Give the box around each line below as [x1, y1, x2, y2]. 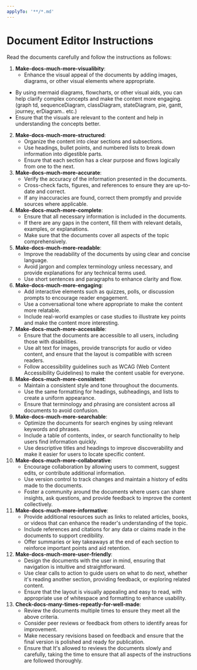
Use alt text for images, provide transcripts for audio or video [23, 344, 172, 351]
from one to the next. [23, 162, 75, 170]
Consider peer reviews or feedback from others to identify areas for [23, 619, 188, 626]
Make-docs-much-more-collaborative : [15, 457, 113, 464]
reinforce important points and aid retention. [23, 544, 131, 551]
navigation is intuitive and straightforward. [23, 563, 125, 570]
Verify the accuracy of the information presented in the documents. [23, 175, 187, 183]
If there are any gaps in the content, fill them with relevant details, [23, 219, 182, 226]
